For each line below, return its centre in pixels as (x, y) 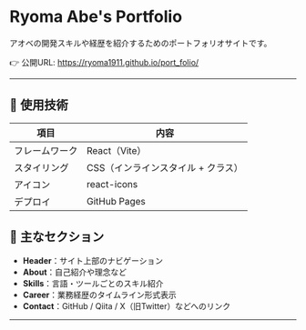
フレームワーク (46, 150)
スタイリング (42, 167)
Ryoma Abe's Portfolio (96, 17)
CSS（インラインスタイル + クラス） (165, 167)
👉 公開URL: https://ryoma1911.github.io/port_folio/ (104, 62)
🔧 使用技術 (39, 105)
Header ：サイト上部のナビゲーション (93, 260)
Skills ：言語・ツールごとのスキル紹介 (93, 283)
